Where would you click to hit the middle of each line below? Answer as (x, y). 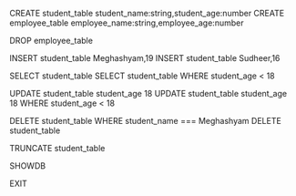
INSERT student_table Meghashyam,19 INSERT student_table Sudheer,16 (145, 58)
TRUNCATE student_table (57, 148)
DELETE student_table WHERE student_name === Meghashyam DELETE (146, 121)
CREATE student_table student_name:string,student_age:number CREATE (147, 13)
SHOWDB (28, 166)
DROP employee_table (51, 41)
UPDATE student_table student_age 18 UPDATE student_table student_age (148, 93)
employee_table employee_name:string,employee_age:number (127, 23)
